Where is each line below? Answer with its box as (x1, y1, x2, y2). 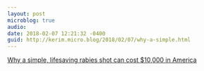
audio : (7, 23, 27, 30)
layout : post (7, 10, 46, 18)
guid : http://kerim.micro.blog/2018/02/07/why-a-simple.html (7, 37, 191, 44)
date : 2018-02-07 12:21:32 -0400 (7, 30, 106, 37)
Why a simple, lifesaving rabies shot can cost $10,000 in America (7, 56, 197, 64)
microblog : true (7, 17, 55, 24)
